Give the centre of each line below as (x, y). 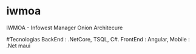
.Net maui (19, 46)
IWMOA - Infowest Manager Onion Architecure (65, 28)
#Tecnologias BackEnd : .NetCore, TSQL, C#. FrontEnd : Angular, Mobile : (98, 39)
